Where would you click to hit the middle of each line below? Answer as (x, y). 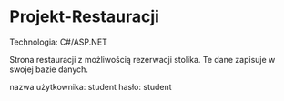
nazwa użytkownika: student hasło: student (91, 86)
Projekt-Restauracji (84, 17)
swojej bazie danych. (49, 69)
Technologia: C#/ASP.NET (58, 42)
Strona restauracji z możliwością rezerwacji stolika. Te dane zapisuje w (142, 59)
